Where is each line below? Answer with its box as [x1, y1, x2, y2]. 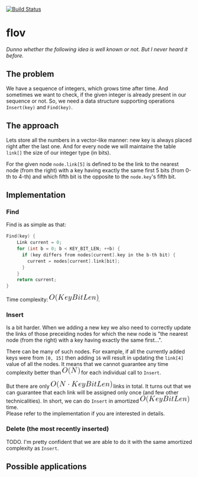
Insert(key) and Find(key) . [6, 103, 73, 110]
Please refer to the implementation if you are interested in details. [6, 410, 165, 417]
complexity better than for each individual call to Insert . [6, 369, 161, 376]
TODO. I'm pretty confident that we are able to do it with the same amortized [6, 438, 192, 445]
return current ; [17, 277, 57, 283]
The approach [6, 121, 59, 131]
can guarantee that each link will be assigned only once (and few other [6, 389, 179, 396]
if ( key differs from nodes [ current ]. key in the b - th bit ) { [21, 251, 176, 258]
